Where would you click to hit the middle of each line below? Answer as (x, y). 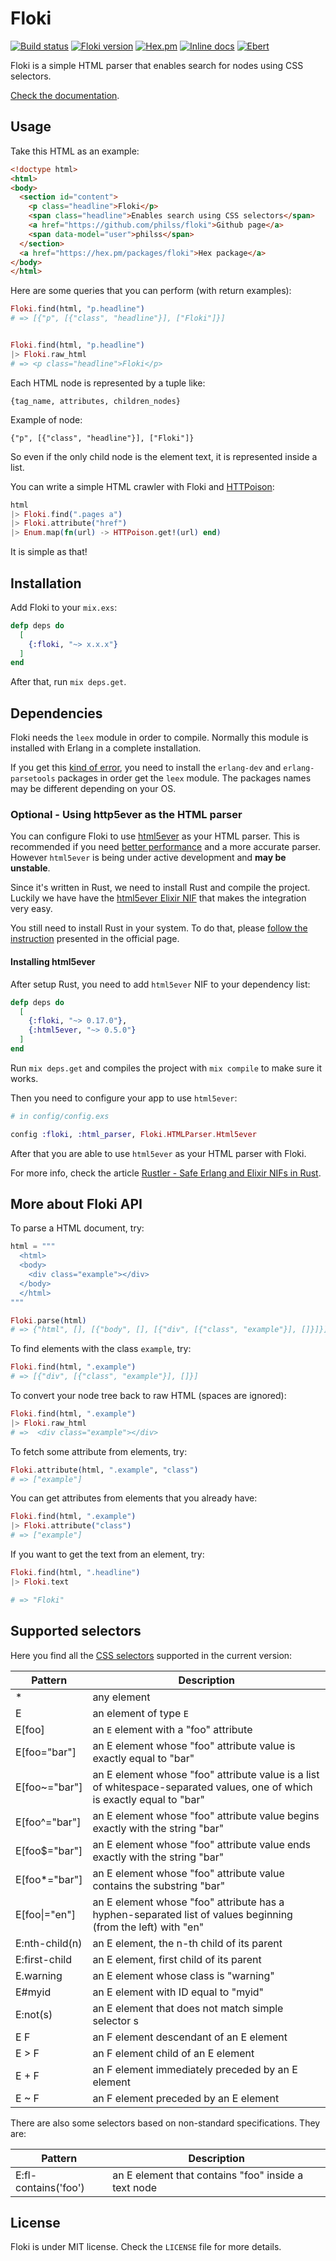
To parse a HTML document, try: (77, 1228)
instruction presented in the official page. (95, 939)
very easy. (31, 909)
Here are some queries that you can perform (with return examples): (151, 291)
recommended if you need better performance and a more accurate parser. (166, 847)
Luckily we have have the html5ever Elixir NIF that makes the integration (158, 898)
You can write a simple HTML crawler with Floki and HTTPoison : (142, 486)
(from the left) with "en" (148, 1927)
